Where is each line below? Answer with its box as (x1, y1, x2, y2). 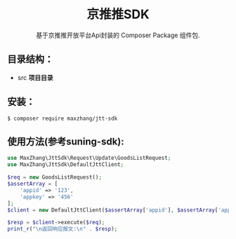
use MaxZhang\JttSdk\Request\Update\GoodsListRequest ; (7, 155, 171, 162)
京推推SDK (86, 6, 150, 22)
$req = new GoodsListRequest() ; (7, 174, 102, 181)
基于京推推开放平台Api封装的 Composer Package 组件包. (36, 31, 200, 39)
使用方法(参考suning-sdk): (7, 135, 124, 147)
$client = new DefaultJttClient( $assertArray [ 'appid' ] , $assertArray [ (7, 206, 218, 214)
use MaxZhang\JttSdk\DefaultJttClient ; (7, 161, 124, 168)
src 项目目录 (17, 73, 54, 81)
